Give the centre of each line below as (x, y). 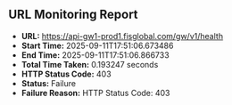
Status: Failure (49, 83)
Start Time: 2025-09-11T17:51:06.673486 (97, 45)
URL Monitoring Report (74, 15)
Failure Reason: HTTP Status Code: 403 (95, 93)
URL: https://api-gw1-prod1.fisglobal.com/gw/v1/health (122, 36)
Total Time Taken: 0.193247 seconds (90, 64)
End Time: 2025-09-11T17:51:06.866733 (95, 55)
